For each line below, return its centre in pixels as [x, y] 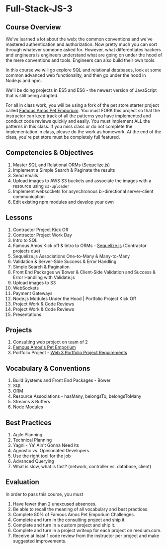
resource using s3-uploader [41, 186]
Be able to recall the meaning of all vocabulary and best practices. [81, 509]
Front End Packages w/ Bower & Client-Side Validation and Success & [84, 272]
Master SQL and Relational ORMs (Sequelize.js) [61, 165]
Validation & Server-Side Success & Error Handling [65, 261]
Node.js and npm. [24, 81]
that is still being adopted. [32, 96]
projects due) [27, 251]
